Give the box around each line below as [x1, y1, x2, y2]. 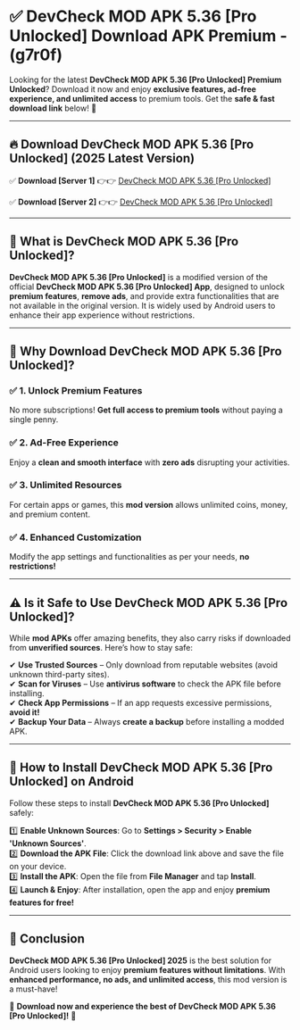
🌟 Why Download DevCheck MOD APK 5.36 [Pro [9, 344, 283, 359]
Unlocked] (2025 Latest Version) [9, 151, 195, 166]
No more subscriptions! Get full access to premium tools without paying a [9, 404, 283, 416]
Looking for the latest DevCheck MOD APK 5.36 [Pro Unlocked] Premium [9, 74, 282, 85]
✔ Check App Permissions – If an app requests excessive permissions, [9, 697, 272, 708]
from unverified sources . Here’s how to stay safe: [9, 642, 194, 652]
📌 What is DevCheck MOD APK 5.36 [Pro [9, 234, 239, 249]
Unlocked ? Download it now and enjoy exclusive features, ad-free [9, 83, 257, 95]
